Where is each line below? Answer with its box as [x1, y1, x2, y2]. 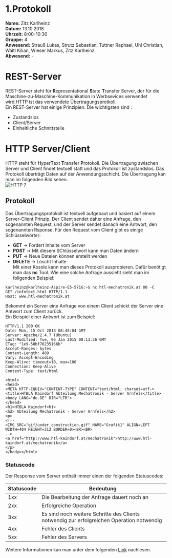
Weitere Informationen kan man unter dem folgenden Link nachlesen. [5, 546, 152, 552]
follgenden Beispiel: [12, 275, 55, 281]
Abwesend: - [5, 52, 34, 59]
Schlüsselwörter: [5, 232, 41, 238]
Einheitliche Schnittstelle [12, 125, 65, 131]
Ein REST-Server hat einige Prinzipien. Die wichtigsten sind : [5, 104, 132, 110]
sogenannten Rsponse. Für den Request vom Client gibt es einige [5, 226, 143, 233]
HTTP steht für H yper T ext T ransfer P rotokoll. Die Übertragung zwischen [5, 160, 159, 166]
